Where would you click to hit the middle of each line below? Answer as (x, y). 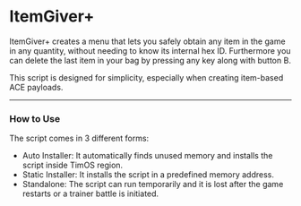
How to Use (35, 118)
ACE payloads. (36, 87)
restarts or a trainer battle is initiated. (90, 193)
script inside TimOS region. (73, 165)
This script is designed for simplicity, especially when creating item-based (146, 77)
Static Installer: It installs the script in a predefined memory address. (148, 175)
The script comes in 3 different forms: (79, 138)
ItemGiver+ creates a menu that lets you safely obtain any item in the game (147, 41)
